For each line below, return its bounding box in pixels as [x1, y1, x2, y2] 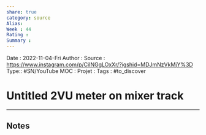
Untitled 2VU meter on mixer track [6, 89, 184, 103]
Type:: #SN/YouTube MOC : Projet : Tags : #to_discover [6, 67, 146, 74]
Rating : [6, 32, 29, 38]
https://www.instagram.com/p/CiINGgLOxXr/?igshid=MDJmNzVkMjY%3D [6, 61, 193, 68]
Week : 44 [6, 26, 32, 33]
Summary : [6, 37, 32, 44]
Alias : [6, 20, 23, 26]
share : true [6, 9, 37, 15]
